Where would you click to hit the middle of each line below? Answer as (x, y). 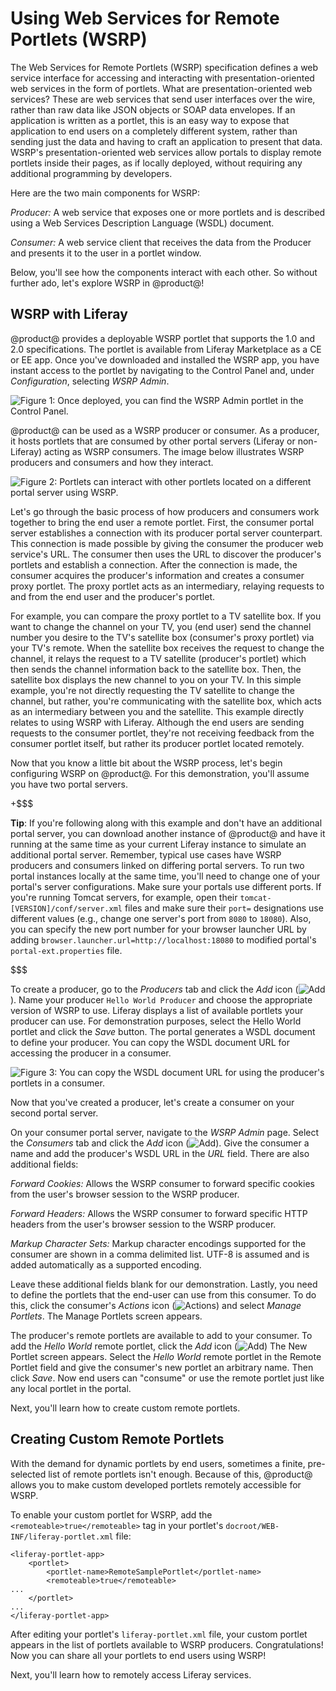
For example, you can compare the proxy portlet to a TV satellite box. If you (166, 616)
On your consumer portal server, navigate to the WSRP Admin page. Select (165, 1132)
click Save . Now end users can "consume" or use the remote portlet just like (167, 1378)
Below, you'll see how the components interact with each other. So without (164, 272)
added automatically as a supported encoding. (106, 1264)
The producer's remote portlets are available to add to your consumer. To (161, 1335)
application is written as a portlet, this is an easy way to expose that (150, 120)
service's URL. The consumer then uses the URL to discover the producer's (166, 554)
